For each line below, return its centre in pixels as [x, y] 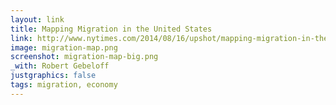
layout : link [37, 19]
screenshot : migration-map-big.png [84, 57]
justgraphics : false [53, 76]
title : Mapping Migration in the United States [111, 29]
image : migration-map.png [64, 47]
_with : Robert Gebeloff [60, 66]
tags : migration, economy [64, 85]
